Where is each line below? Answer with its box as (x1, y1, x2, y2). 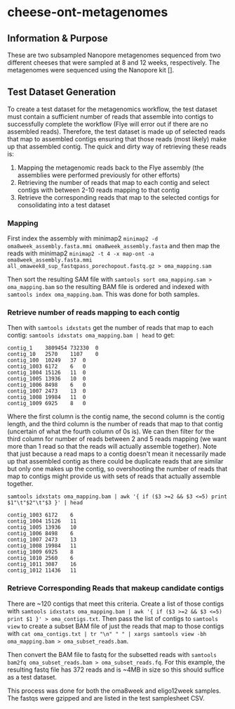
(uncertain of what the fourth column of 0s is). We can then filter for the (7, 427, 215, 436)
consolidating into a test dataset (17, 200, 111, 209)
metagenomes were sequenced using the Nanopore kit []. (7, 66, 174, 74)
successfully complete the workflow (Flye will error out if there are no (7, 120, 208, 128)
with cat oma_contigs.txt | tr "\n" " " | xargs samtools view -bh (7, 629, 207, 637)
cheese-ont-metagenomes (7, 4, 168, 20)
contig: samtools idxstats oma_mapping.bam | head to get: (7, 331, 175, 340)
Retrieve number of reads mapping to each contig (7, 307, 180, 317)
